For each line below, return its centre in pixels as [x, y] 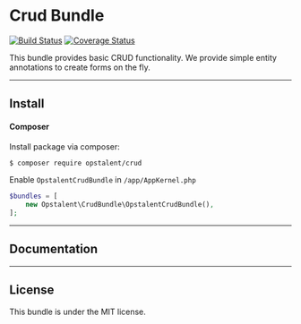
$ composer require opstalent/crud [76, 163]
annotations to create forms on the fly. [80, 67]
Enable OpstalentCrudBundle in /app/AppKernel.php [103, 180]
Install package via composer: [64, 146]
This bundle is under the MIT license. [77, 311]
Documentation [54, 249]
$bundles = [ [34, 196]
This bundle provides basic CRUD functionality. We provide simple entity [143, 57]
